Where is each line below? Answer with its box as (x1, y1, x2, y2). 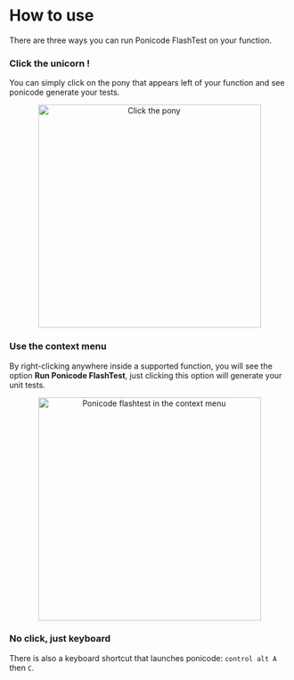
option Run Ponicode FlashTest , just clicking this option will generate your (9, 369, 282, 380)
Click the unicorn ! (9, 57, 91, 70)
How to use (9, 5, 94, 26)
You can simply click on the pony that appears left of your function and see (9, 78, 285, 88)
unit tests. (9, 379, 46, 390)
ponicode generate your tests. (9, 87, 120, 98)
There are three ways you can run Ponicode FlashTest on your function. (9, 35, 272, 46)
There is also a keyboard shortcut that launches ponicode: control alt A (9, 652, 278, 663)
